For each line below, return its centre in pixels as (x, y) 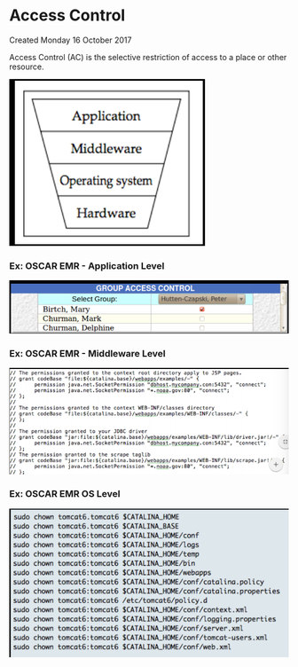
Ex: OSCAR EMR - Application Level (87, 265)
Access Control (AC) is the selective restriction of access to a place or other (148, 57)
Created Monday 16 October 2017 (71, 40)
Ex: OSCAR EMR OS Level (65, 494)
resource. (27, 67)
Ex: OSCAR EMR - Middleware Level (87, 353)
